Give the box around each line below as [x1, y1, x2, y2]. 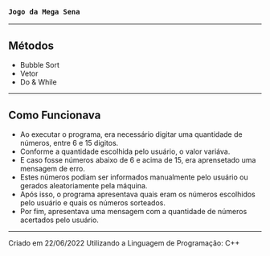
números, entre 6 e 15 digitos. [19, 138, 119, 147]
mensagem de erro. [19, 163, 86, 173]
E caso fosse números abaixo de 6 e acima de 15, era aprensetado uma [19, 155, 256, 164]
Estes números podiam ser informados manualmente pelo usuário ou [19, 172, 248, 182]
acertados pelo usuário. [19, 215, 99, 225]
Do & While [19, 77, 58, 87]
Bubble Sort [19, 60, 60, 70]
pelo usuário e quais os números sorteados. [19, 197, 166, 208]
